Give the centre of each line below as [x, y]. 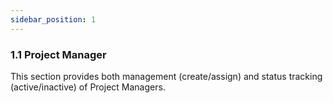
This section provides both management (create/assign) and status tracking [166, 76]
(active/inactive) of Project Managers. [88, 87]
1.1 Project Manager [58, 54]
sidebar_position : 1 [53, 19]
